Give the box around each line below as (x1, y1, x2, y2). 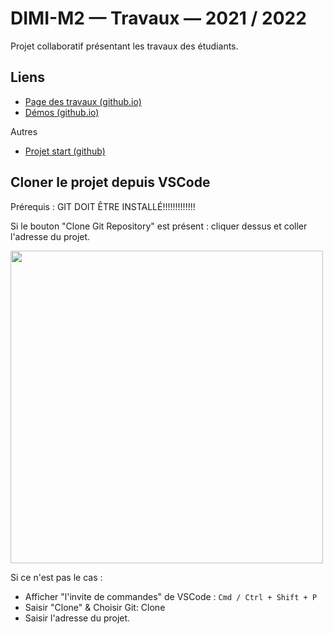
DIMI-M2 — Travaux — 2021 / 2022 (10, 7, 307, 30)
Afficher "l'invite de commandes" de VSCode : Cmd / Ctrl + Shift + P (24, 590, 318, 602)
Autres (10, 125, 38, 137)
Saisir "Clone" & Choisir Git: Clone (24, 601, 166, 613)
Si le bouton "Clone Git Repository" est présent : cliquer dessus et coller (10, 220, 308, 232)
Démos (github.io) (24, 106, 100, 118)
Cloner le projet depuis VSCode (10, 174, 211, 191)
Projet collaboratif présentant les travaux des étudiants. (10, 40, 239, 52)
